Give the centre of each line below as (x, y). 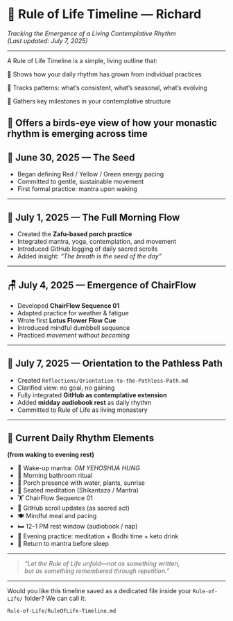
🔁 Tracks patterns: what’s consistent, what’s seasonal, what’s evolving (107, 88)
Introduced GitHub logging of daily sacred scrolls (87, 249)
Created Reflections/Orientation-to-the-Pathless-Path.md (103, 380)
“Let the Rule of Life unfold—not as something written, (102, 564)
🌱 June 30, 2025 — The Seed (71, 157)
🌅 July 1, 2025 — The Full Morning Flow (94, 217)
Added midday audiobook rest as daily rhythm (84, 402)
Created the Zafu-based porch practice (75, 234)
